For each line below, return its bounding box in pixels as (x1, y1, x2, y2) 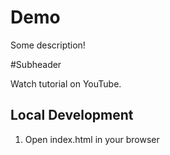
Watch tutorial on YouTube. (10, 77, 122, 90)
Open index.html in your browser (24, 133, 160, 145)
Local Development (10, 107, 134, 124)
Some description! (10, 39, 86, 51)
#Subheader (10, 58, 62, 70)
